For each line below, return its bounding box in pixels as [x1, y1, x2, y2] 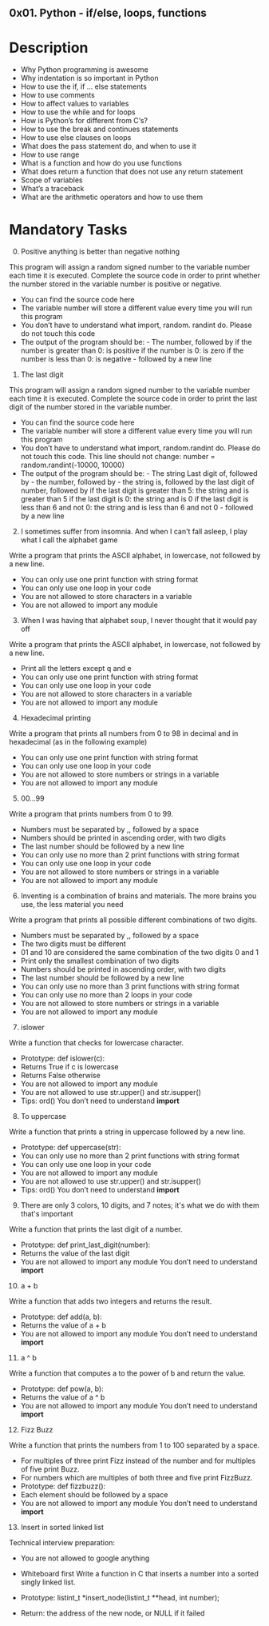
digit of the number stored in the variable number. [9, 402, 172, 412]
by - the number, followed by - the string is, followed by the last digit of [20, 477, 255, 487]
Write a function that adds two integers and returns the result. [9, 1296, 212, 1306]
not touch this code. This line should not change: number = [20, 452, 216, 461]
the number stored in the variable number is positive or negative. [9, 279, 222, 289]
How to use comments [20, 90, 95, 100]
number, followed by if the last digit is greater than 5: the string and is [20, 485, 250, 495]
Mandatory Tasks [9, 220, 128, 238]
